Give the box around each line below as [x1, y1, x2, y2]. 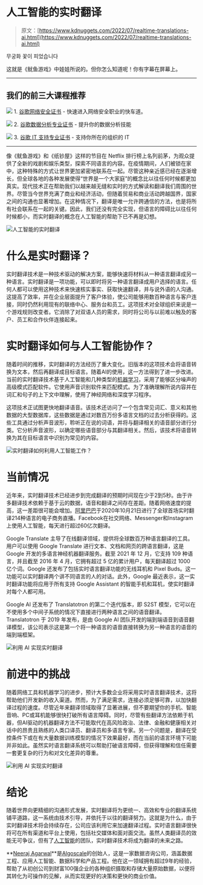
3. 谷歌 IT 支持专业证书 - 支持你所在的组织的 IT [13, 133, 130, 141]
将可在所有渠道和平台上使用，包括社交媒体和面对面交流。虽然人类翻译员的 [6, 829, 192, 837]
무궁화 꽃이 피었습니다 [6, 52, 59, 59]
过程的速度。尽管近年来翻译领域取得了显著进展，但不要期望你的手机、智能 [11, 704, 197, 711]
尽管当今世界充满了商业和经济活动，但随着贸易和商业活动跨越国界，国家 [16, 190, 197, 197]
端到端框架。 [6, 631, 38, 638]
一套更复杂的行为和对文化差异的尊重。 [6, 749, 101, 756]
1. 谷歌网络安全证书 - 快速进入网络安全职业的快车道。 [13, 107, 146, 115]
